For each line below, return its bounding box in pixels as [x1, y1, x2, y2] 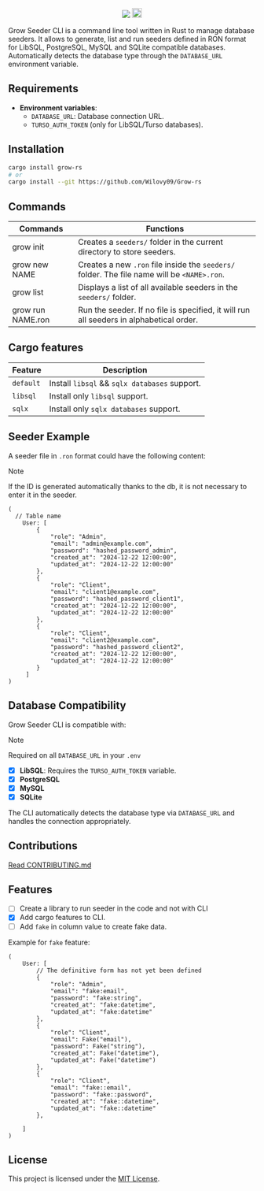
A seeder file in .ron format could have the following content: [8, 451, 206, 460]
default [12, 378, 41, 388]
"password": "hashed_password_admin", [49, 547, 178, 555]
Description [102, 364, 148, 375]
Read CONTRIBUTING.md [8, 860, 92, 870]
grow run [12, 305, 46, 316]
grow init [12, 242, 45, 253]
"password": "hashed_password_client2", [49, 643, 185, 651]
